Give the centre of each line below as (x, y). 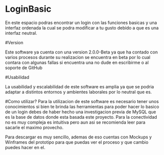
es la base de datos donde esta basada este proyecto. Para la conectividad (81, 117)
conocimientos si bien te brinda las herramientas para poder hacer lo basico (82, 106)
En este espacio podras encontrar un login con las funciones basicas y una (81, 23)
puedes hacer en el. (25, 147)
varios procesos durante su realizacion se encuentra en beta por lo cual (78, 57)
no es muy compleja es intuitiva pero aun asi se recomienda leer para (75, 122)
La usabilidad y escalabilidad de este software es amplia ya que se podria (80, 86)
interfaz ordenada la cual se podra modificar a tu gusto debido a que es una (82, 27)
